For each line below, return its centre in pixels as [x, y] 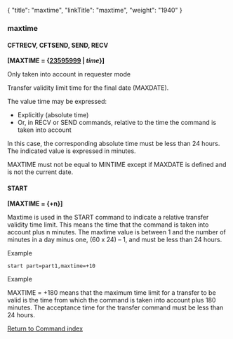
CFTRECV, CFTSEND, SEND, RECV [58, 45]
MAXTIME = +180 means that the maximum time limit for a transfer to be [112, 293]
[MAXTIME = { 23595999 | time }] [56, 61]
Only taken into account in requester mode [69, 74]
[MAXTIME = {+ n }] [35, 204]
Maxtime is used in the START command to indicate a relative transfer [108, 218]
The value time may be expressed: [57, 102]
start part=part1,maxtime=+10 [52, 266]
